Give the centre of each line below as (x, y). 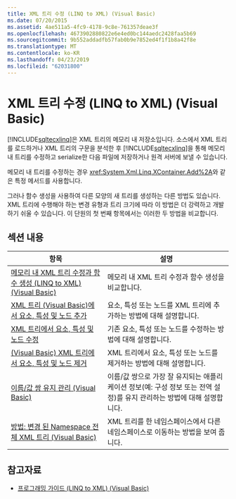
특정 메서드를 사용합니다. (48, 180)
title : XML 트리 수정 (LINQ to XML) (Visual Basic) (81, 14)
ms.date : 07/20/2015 (38, 20)
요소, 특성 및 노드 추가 (53, 316)
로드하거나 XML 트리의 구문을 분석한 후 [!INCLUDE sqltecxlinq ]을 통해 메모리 (120, 148)
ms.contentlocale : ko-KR (44, 54)
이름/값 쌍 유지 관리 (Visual (53, 388)
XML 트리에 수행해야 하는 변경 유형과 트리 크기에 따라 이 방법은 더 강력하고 (109, 204)
